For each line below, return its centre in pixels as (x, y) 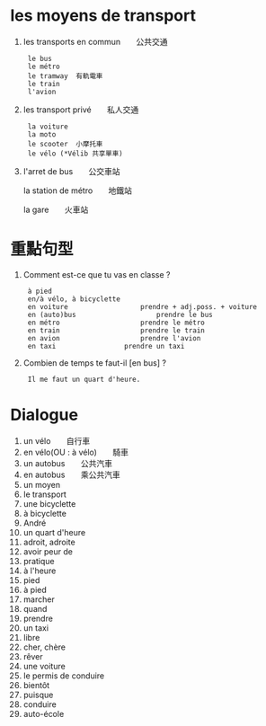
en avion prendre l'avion (114, 338)
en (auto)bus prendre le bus (120, 314)
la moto (42, 134)
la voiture (48, 127)
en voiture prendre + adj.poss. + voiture (142, 306)
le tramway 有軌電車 (65, 76)
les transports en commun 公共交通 (96, 41)
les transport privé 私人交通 (81, 110)
